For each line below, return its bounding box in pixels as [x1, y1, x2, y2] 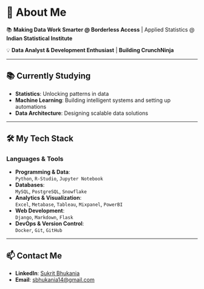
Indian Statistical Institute [6, 35, 73, 42]
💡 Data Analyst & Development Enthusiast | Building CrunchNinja [6, 46, 174, 53]
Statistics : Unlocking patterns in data [15, 90, 109, 97]
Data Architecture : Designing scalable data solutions [15, 109, 149, 117]
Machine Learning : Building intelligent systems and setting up [15, 97, 171, 104]
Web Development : [15, 207, 65, 214]
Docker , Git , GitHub [15, 226, 63, 234]
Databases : [15, 182, 45, 189]
